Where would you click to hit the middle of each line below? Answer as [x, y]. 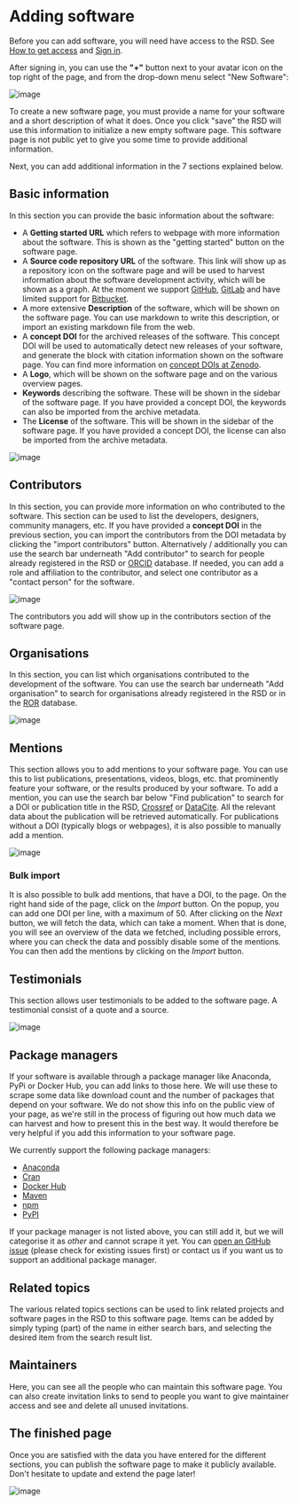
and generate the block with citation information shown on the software [153, 355]
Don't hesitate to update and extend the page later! [102, 1473]
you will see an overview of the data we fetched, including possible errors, [145, 932]
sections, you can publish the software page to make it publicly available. [143, 1464]
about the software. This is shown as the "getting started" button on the [153, 242]
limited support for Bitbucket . [75, 298]
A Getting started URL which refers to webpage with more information [151, 232]
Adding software [72, 16]
